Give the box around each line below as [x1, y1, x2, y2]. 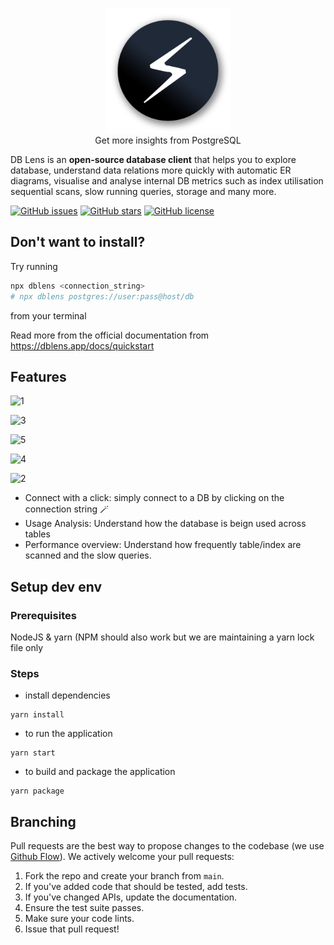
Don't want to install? [10, 234, 146, 251]
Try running [10, 260, 58, 272]
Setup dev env [10, 578, 102, 595]
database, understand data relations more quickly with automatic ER [10, 164, 292, 176]
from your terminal [10, 309, 87, 322]
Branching [10, 813, 77, 830]
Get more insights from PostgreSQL [94, 134, 242, 146]
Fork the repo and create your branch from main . [24, 870, 225, 882]
